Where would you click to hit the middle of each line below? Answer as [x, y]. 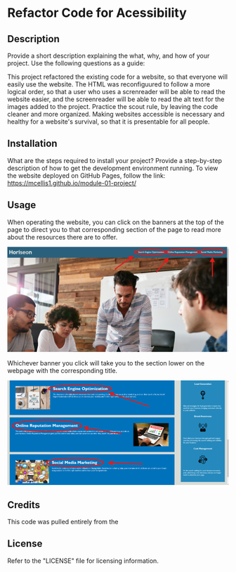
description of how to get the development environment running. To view [113, 168]
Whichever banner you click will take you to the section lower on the [106, 363]
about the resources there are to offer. [63, 237]
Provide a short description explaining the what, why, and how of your [109, 56]
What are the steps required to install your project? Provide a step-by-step [115, 160]
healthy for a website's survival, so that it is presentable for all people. [109, 122]
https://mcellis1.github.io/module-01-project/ [72, 183]
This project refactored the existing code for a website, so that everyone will [118, 77]
